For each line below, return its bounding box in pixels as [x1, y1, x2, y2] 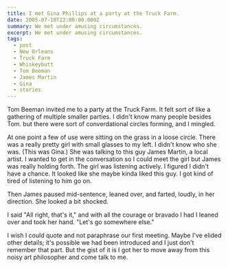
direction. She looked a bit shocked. [7, 197, 109, 206]
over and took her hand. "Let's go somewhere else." [7, 218, 155, 226]
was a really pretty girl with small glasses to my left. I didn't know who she [7, 141, 218, 149]
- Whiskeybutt [13, 61, 54, 68]
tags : [7, 36, 23, 42]
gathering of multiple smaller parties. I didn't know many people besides [7, 112, 212, 121]
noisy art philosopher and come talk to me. [7, 253, 128, 261]
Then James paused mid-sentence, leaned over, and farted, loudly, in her [7, 190, 215, 199]
